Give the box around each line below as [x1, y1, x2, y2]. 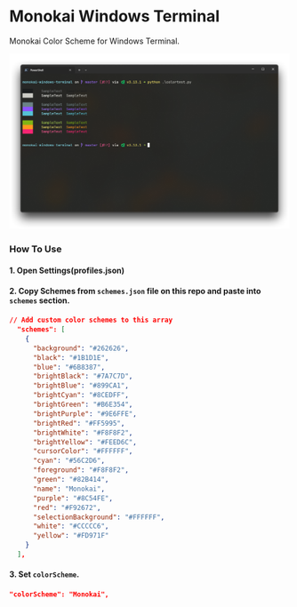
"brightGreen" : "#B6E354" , [32, 400, 133, 409]
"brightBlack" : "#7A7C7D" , [32, 371, 133, 381]
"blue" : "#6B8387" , [32, 363, 105, 371]
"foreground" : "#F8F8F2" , [32, 466, 129, 475]
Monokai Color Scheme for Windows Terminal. [9, 36, 181, 46]
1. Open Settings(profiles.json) [9, 265, 125, 276]
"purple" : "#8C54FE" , [32, 493, 114, 503]
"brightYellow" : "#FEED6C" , [32, 437, 138, 446]
